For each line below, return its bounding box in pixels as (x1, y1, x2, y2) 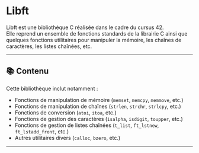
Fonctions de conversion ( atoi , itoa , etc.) (14, 109, 117, 116)
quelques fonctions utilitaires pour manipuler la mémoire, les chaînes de (6, 36, 182, 43)
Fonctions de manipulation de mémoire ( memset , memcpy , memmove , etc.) (14, 96, 184, 103)
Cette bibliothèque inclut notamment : (6, 85, 98, 92)
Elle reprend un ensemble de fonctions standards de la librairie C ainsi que (6, 30, 188, 37)
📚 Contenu (6, 66, 49, 76)
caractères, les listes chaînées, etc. (6, 43, 92, 50)
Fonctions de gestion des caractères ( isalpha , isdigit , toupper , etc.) (14, 115, 184, 122)
